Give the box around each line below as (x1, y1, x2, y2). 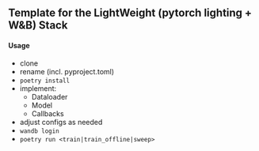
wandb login (19, 126, 59, 135)
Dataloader (31, 92, 68, 101)
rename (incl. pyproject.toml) (19, 66, 115, 76)
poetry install (19, 77, 70, 85)
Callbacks (31, 108, 65, 118)
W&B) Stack (8, 19, 68, 32)
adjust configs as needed (19, 117, 103, 126)
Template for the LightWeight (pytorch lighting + (8, 6, 252, 20)
